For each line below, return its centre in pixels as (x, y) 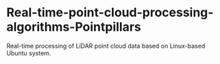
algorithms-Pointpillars (74, 27)
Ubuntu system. (29, 53)
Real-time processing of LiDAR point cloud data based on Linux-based (106, 46)
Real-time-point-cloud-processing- (110, 13)
